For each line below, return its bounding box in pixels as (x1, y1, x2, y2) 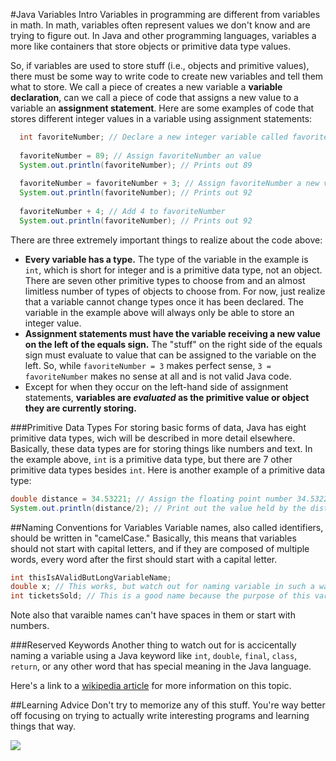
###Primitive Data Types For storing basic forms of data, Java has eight (10, 421, 307, 433)
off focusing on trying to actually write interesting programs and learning (10, 710, 310, 722)
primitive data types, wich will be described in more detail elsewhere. (10, 432, 296, 444)
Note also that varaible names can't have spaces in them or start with (10, 609, 296, 621)
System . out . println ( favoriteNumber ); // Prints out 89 (19, 160, 253, 170)
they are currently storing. (24, 402, 137, 414)
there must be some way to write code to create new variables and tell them (10, 70, 324, 82)
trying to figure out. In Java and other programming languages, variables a (10, 30, 317, 41)
